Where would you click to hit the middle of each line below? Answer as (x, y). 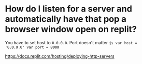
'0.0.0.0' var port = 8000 (32, 47)
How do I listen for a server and (69, 9)
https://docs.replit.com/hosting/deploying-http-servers (60, 56)
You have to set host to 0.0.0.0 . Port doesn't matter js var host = (71, 42)
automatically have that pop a (66, 19)
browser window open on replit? (71, 29)
